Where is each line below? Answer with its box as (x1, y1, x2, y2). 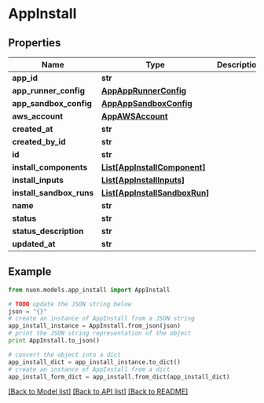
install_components (12, 162, 88, 173)
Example (8, 265, 52, 279)
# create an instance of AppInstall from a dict (8, 365, 170, 373)
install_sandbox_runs (12, 188, 94, 198)
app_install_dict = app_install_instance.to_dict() (8, 358, 181, 366)
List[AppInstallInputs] (101, 174, 185, 185)
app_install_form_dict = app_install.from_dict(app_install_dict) (8, 372, 230, 381)
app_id (12, 72, 38, 83)
